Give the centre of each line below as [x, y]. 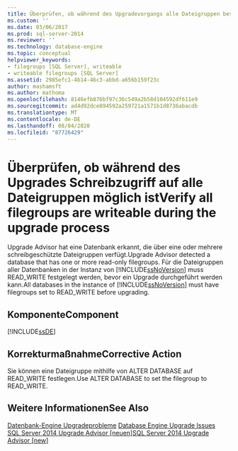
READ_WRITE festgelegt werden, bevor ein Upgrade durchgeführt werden [115, 278]
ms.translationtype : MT [42, 113]
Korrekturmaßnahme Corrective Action [95, 354]
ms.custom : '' [28, 21]
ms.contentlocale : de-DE [44, 119]
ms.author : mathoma [36, 93]
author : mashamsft [34, 86]
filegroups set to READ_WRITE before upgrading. [79, 292]
